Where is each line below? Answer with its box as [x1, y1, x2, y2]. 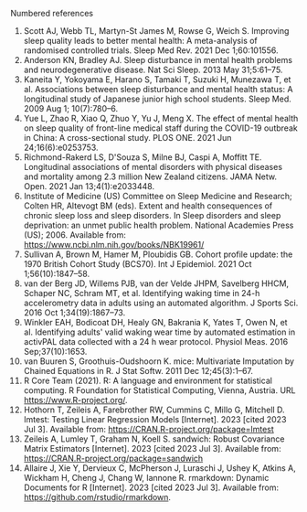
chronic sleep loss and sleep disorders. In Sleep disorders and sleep [23, 210, 281, 220]
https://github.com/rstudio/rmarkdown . [23, 492, 172, 502]
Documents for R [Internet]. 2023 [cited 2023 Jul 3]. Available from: [23, 482, 280, 493]
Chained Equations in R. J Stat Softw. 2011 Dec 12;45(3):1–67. [23, 366, 254, 376]
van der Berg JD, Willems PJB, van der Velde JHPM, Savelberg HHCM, [23, 278, 290, 289]
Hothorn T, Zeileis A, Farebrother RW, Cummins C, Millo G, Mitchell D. [23, 404, 285, 415]
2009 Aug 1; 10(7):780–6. [23, 103, 119, 113]
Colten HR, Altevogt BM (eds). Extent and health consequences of [23, 200, 273, 211]
